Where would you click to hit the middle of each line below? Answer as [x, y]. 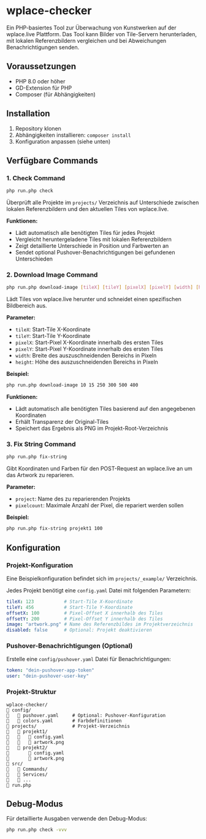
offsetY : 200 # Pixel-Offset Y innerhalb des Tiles [85, 619]
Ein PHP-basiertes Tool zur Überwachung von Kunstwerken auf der [91, 28]
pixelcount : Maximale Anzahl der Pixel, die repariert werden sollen [99, 505]
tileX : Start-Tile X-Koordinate [53, 329]
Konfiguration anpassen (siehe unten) [63, 141]
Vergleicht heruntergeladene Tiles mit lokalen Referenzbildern [93, 239]
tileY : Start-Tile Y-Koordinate [53, 336]
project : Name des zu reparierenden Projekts [73, 499]
